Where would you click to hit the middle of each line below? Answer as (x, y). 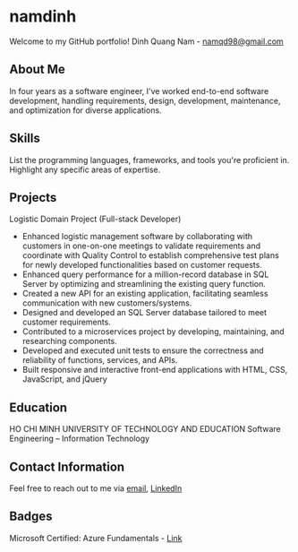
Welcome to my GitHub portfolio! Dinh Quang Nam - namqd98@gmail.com (146, 41)
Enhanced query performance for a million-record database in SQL (145, 274)
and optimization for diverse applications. (86, 110)
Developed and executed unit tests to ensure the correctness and (143, 350)
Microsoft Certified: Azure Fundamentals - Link (96, 538)
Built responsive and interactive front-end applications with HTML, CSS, (155, 370)
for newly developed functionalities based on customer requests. (142, 265)
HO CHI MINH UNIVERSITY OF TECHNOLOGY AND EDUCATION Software (145, 429)
